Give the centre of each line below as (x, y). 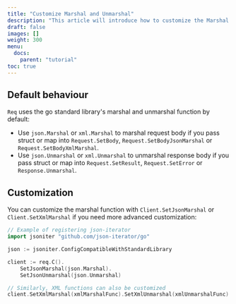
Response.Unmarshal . (47, 171)
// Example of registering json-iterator (69, 230)
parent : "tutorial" (49, 60)
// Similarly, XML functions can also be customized (87, 288)
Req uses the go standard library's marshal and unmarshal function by (109, 112)
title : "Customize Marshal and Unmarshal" (71, 14)
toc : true (22, 66)
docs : (22, 54)
